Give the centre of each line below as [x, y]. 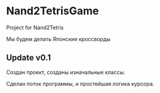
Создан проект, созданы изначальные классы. [66, 72]
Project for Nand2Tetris [35, 27]
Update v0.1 [29, 58]
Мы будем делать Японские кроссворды [58, 39]
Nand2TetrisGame [53, 11]
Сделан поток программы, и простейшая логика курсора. [80, 83]
